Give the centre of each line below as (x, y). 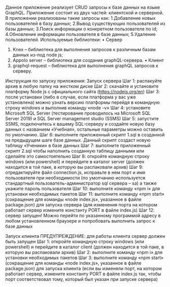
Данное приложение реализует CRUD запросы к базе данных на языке (83, 7)
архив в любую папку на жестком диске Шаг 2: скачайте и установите (82, 86)
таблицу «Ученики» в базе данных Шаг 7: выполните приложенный (78, 146)
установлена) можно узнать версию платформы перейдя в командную (82, 102)
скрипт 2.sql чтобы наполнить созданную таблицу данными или (75, 151)
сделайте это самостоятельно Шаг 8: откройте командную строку (77, 156)
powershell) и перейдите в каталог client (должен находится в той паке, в (84, 247)
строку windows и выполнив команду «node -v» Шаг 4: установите (78, 108)
